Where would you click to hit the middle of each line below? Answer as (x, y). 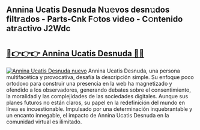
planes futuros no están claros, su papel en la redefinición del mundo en (95, 102)
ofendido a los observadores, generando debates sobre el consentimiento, (98, 90)
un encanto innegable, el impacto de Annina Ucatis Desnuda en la (88, 115)
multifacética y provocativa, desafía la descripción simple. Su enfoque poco (100, 77)
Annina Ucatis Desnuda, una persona (134, 71)
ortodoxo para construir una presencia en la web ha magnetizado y (89, 84)
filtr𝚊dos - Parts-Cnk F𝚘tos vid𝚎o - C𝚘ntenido (95, 19)
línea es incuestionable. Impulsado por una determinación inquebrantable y (99, 109)
